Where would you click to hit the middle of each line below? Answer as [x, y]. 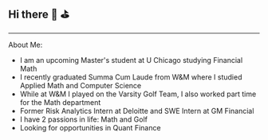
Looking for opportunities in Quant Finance [90, 127]
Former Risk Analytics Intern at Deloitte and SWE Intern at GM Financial [137, 111]
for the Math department [60, 102]
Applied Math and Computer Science [81, 85]
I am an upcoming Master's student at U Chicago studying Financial [131, 60]
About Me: [26, 45]
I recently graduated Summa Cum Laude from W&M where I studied [131, 77]
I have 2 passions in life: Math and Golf [83, 119]
